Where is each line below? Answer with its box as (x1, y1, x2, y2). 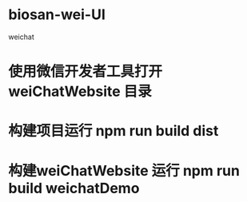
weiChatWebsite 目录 (8, 82, 152, 101)
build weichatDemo (8, 179, 140, 197)
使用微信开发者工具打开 (8, 62, 163, 81)
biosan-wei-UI (8, 6, 106, 24)
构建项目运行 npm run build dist (8, 122, 219, 141)
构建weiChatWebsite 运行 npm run (8, 161, 240, 180)
